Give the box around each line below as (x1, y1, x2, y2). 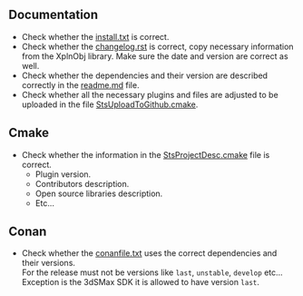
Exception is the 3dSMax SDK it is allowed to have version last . (21, 277, 260, 288)
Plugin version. (34, 168, 92, 180)
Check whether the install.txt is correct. (21, 31, 170, 42)
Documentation (8, 7, 99, 23)
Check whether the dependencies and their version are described (21, 70, 269, 81)
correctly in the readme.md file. (21, 79, 140, 90)
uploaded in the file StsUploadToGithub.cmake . (21, 99, 199, 110)
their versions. (21, 258, 76, 269)
